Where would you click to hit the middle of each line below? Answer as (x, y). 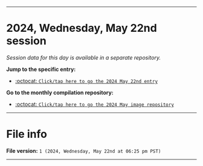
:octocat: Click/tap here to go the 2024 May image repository (94, 104)
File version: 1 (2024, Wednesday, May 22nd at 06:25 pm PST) (84, 150)
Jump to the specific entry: (41, 69)
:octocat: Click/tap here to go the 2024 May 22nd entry (86, 81)
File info (27, 134)
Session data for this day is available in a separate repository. (84, 57)
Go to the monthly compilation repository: (60, 92)
